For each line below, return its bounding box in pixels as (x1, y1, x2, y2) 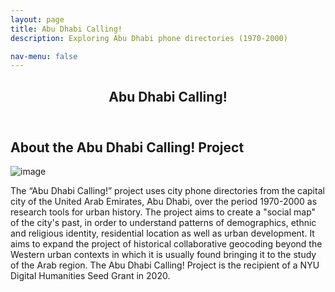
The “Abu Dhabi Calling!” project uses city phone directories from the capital (10, 185, 325, 197)
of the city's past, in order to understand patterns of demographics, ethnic (10, 217, 317, 229)
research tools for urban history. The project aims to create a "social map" (10, 206, 317, 218)
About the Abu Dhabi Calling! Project (10, 139, 245, 156)
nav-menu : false (10, 51, 78, 61)
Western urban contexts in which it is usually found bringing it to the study (10, 249, 317, 261)
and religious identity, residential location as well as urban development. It (10, 227, 315, 240)
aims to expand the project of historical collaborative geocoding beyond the (10, 238, 323, 250)
